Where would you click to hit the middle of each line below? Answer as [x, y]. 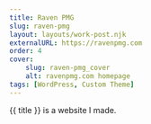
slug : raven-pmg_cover [68, 68]
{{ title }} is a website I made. [63, 110]
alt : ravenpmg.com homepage [78, 76]
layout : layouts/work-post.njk [68, 34]
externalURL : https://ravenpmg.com [76, 43]
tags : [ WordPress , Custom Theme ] [72, 84]
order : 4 [26, 51]
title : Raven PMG [42, 18]
